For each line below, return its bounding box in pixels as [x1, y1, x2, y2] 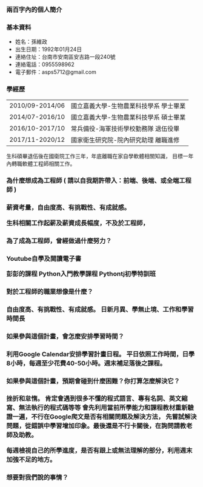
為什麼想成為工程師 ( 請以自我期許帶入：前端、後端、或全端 [6, 176, 179, 185]
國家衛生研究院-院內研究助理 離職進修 [70, 135, 180, 144]
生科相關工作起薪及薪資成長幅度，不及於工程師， [6, 218, 150, 227]
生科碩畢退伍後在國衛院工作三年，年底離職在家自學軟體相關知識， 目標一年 [6, 152, 194, 160]
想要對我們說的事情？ [6, 473, 68, 482]
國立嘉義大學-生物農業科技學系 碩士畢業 [70, 113, 186, 121]
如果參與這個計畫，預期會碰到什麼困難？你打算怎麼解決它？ [6, 377, 181, 385]
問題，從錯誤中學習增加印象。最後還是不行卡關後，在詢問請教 [6, 422, 187, 430]
